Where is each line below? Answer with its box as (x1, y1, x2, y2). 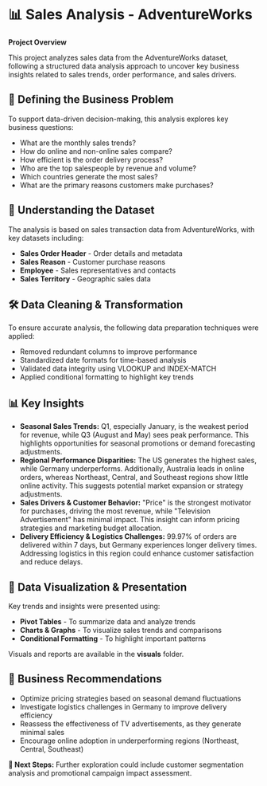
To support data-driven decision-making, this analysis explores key (8, 114, 229, 124)
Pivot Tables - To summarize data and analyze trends (19, 617, 196, 626)
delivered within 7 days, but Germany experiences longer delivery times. (19, 540, 257, 550)
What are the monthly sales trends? (19, 138, 137, 147)
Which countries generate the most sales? (19, 171, 159, 181)
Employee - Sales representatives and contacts (19, 265, 176, 275)
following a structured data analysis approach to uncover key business (8, 61, 240, 71)
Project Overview (8, 37, 68, 47)
